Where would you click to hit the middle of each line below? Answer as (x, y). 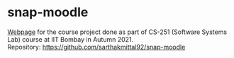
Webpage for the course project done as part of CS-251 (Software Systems (117, 32)
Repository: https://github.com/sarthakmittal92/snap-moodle (96, 47)
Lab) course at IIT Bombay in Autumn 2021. (71, 39)
